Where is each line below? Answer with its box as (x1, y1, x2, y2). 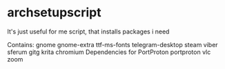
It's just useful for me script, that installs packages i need (7, 27, 170, 36)
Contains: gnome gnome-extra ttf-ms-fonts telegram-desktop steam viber (7, 40, 219, 49)
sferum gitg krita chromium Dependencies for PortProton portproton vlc (7, 48, 211, 56)
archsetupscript (7, 5, 101, 20)
